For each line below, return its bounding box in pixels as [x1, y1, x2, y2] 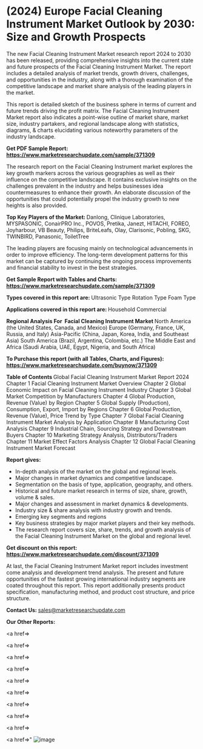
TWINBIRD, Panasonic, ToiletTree [6, 233, 89, 240]
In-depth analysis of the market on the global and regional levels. [15, 468, 178, 475]
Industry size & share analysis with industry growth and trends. [15, 506, 173, 514]
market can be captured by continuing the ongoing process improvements [6, 257, 192, 265]
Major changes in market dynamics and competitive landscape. [15, 474, 174, 481]
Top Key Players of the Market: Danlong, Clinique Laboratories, [6, 213, 165, 221]
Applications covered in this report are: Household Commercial [6, 306, 167, 313]
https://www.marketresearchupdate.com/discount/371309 [6, 550, 159, 558]
